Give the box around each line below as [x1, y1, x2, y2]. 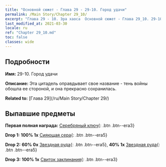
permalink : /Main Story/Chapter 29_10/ [5, 12, 87, 17]
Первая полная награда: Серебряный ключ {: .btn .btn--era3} [5, 123, 135, 128]
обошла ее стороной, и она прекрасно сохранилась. [5, 85, 117, 91]
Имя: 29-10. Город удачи [5, 71, 58, 77]
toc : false [5, 35, 28, 40]
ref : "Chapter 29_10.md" [5, 30, 56, 35]
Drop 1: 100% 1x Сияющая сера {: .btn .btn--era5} [5, 132, 108, 138]
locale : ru [5, 26, 28, 31]
